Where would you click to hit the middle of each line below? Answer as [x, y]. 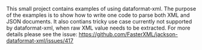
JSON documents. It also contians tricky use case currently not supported [99, 21]
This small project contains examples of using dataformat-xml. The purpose [101, 9]
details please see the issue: [42, 34]
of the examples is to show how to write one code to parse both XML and [98, 15]
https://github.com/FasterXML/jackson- [128, 34]
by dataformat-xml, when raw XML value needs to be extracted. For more [98, 28]
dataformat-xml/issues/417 [40, 41]
